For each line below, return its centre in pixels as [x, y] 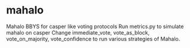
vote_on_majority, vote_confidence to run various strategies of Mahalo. [93, 39]
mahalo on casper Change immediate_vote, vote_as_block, [78, 32]
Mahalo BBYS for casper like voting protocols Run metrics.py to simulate [95, 26]
